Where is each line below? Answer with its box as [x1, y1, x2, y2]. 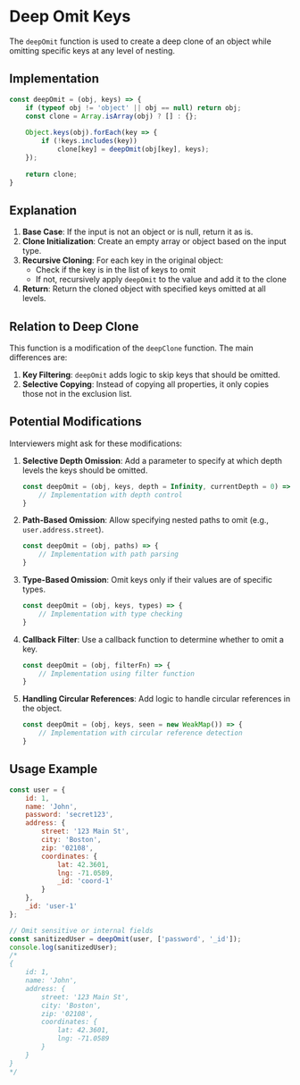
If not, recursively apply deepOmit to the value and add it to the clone [35, 274, 287, 285]
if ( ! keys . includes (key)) [41, 137, 138, 146]
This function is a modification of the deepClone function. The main [9, 342, 254, 353]
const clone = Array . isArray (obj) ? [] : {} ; [25, 112, 198, 121]
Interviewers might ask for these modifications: [9, 438, 183, 449]
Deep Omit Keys [9, 6, 131, 27]
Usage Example [9, 761, 98, 777]
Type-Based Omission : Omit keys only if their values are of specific [21, 575, 273, 585]
